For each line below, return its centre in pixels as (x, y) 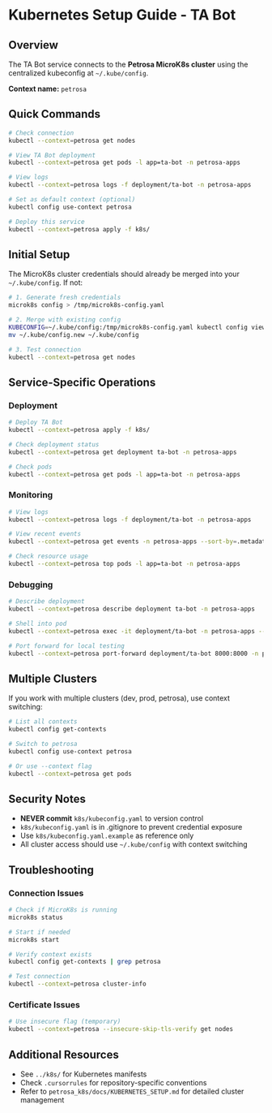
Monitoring (31, 495)
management (42, 1100)
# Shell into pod (38, 624)
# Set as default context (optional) (72, 200)
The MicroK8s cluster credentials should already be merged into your (124, 274)
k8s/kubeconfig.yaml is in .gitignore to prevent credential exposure (131, 827)
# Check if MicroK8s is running (63, 910)
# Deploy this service (47, 222)
